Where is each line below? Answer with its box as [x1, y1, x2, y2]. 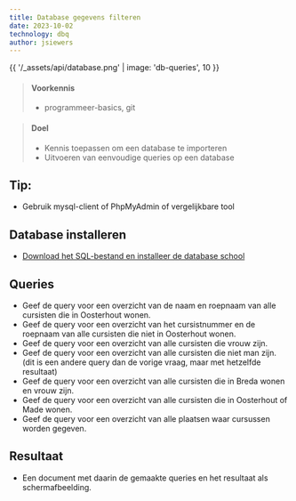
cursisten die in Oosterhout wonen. [21, 310, 151, 320]
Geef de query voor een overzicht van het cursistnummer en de [21, 319, 256, 330]
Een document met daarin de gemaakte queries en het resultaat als [21, 473, 268, 483]
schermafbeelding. [21, 481, 92, 492]
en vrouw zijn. [21, 385, 74, 396]
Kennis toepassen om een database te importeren [44, 142, 228, 153]
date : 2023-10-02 [9, 21, 74, 30]
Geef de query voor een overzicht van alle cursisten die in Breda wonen [21, 376, 285, 387]
